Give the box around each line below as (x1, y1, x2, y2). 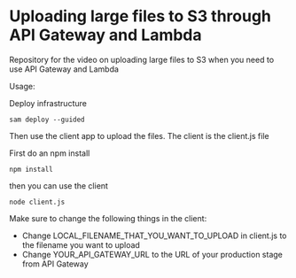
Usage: (9, 81, 35, 91)
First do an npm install (9, 148, 90, 158)
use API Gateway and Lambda (9, 64, 120, 74)
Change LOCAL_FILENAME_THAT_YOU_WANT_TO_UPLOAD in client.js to (21, 230, 287, 241)
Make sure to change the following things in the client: (9, 212, 207, 223)
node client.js (9, 197, 66, 206)
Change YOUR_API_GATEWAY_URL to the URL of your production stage (21, 249, 284, 259)
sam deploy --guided (9, 115, 86, 124)
